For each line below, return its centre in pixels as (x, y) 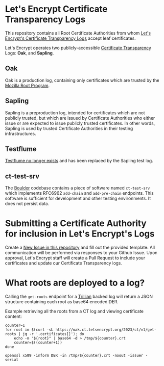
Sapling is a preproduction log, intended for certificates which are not (75, 113)
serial (12, 360)
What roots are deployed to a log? (75, 283)
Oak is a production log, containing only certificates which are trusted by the (82, 80)
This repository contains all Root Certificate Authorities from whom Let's (78, 33)
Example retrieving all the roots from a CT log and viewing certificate (74, 311)
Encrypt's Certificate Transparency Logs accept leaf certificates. (70, 38)
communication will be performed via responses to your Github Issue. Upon (81, 253)
